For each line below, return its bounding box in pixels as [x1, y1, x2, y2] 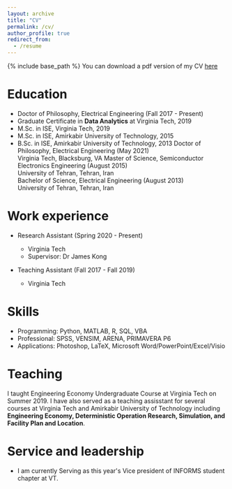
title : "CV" [7, 17, 42, 24]
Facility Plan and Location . [7, 418, 86, 427]
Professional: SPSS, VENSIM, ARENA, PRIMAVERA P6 [17, 334, 171, 342]
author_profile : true [7, 29, 70, 37]
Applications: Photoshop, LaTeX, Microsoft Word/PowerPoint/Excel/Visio [17, 342, 226, 350]
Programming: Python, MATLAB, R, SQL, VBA [17, 326, 148, 335]
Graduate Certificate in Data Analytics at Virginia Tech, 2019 [17, 117, 192, 125]
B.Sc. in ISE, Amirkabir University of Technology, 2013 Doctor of [17, 139, 201, 147]
